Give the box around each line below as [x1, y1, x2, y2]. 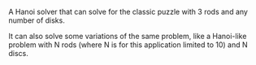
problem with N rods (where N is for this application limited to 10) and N [8, 40, 248, 50]
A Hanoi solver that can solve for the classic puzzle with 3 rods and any [8, 7, 248, 16]
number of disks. [8, 15, 65, 25]
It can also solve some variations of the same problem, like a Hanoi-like [8, 32, 247, 41]
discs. [8, 49, 28, 58]
